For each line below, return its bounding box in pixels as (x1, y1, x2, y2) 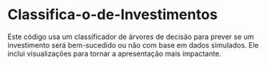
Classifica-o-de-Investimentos (7, 6, 218, 24)
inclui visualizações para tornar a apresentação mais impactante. (7, 49, 221, 58)
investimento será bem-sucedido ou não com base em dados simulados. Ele (7, 40, 259, 49)
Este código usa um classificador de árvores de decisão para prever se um (7, 32, 254, 41)
